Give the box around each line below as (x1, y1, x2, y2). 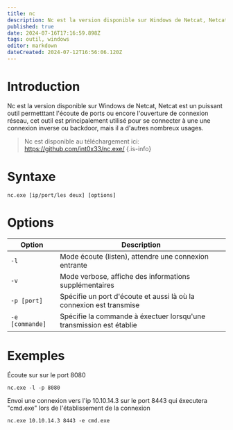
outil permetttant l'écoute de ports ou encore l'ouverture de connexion (7, 109, 209, 117)
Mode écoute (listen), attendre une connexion (60, 251, 209, 261)
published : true (7, 23, 54, 30)
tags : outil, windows (7, 36, 70, 43)
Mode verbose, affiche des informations (60, 271, 191, 281)
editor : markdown (7, 42, 58, 49)
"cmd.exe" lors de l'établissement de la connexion (7, 404, 150, 412)
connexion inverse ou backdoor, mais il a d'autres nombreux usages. (7, 123, 204, 132)
